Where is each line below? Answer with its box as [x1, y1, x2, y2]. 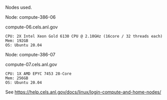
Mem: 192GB [5, 38, 29, 43]
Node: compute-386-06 [5, 14, 56, 20]
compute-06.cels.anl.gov [5, 24, 58, 30]
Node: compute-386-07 [5, 52, 55, 57]
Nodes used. [5, 5, 32, 10]
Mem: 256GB [5, 76, 29, 81]
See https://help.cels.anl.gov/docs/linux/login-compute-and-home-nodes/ [5, 89, 161, 95]
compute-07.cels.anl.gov [5, 61, 58, 68]
